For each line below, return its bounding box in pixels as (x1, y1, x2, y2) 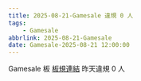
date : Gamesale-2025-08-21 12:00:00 (8, 41, 130, 49)
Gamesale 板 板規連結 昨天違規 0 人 (8, 64, 126, 74)
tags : (8, 19, 26, 27)
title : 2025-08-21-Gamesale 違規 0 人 (8, 11, 134, 20)
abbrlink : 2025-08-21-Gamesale (8, 33, 112, 42)
